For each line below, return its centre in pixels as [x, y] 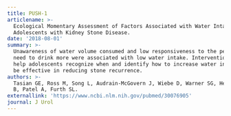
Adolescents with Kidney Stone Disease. [72, 32]
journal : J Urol [30, 102]
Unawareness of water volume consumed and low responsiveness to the [115, 52]
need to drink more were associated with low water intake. [101, 58]
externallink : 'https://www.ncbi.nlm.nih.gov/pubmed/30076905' [100, 96]
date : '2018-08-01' [35, 39]
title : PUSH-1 [27, 13]
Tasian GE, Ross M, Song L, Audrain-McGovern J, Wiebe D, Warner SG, [115, 83]
